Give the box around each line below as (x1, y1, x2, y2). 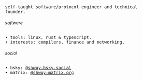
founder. (5, 9, 26, 14)
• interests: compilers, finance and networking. (5, 40, 125, 45)
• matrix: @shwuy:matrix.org (5, 70, 74, 76)
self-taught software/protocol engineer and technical (5, 4, 138, 10)
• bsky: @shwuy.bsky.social (5, 65, 71, 71)
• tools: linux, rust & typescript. (5, 35, 92, 40)
